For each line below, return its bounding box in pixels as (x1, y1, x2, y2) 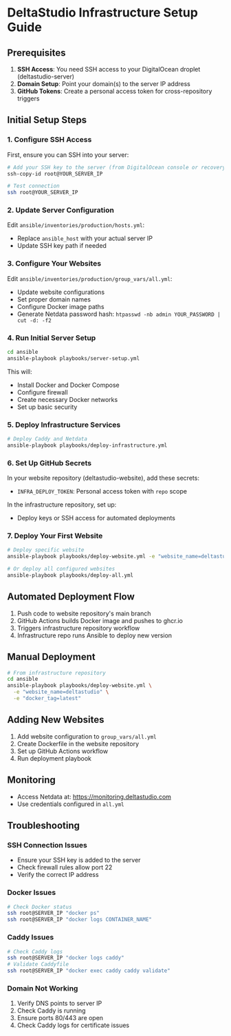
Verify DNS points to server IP (16, 1000, 102, 1008)
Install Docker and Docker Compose (16, 381, 120, 389)
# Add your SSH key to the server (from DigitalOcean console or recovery (7, 164, 226, 171)
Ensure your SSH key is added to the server (16, 856, 141, 865)
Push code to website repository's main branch (16, 609, 151, 617)
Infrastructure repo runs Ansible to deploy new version (16, 631, 173, 639)
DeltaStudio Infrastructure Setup (7, 5, 198, 21)
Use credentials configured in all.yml (16, 800, 124, 808)
